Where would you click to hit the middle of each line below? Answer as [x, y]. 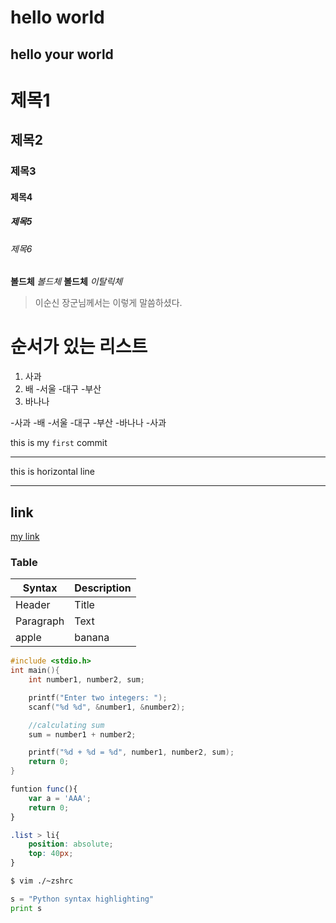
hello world [57, 17]
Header [33, 605]
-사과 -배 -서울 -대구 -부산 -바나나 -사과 [88, 423]
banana [92, 638]
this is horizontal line [53, 472]
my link [25, 536]
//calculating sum [66, 725]
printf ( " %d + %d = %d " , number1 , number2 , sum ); [131, 752]
